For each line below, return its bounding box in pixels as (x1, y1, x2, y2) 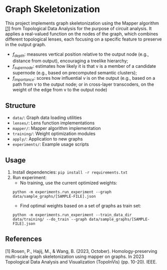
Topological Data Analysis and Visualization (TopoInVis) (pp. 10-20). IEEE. (5, 258, 157, 264)
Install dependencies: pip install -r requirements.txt (12, 169, 128, 175)
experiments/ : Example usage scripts (12, 142, 89, 148)
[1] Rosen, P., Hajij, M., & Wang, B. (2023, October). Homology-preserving (5, 248, 157, 254)
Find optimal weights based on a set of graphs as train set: (20, 202, 141, 209)
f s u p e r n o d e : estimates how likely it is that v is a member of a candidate (12, 63, 156, 70)
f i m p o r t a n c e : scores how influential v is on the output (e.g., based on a (12, 75, 155, 82)
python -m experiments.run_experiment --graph (12, 189, 112, 194)
